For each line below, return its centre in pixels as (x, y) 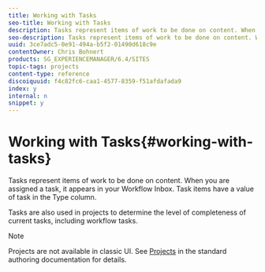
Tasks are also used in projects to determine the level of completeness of (127, 212)
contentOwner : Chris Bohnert (56, 52)
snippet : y (26, 103)
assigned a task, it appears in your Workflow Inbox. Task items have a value (131, 189)
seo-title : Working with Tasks (60, 23)
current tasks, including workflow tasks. (73, 221)
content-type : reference (49, 74)
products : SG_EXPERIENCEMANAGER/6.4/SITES (79, 60)
